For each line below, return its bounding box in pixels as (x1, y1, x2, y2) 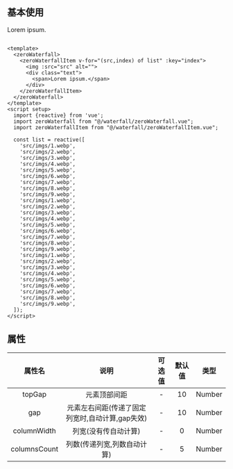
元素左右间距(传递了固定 (67, 402, 146, 412)
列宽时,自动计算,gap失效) (65, 413, 148, 422)
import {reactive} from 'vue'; (13, 112, 104, 119)
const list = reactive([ (13, 136, 85, 143)
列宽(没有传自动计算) (72, 426, 141, 436)
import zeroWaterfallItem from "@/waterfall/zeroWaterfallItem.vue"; (13, 124, 218, 131)
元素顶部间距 (85, 390, 128, 400)
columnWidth (12, 426, 57, 436)
